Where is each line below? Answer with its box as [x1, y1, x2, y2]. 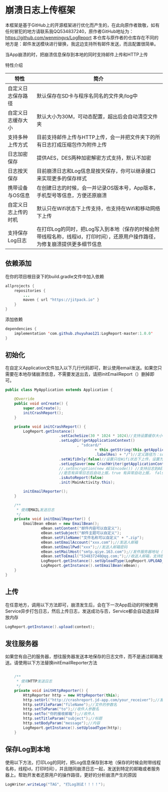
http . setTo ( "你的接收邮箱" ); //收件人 [23, 711, 95, 716]
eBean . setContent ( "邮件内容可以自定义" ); [40, 526, 121, 531]
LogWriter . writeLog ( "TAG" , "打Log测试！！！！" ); [5, 781, 105, 787]
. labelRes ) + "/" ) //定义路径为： [94, 452, 160, 457]
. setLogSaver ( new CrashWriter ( [58, 461, 124, 466]
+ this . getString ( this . [94, 447, 144, 453]
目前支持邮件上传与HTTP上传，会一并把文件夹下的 [36, 134, 155, 141]
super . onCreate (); [23, 406, 61, 411]
